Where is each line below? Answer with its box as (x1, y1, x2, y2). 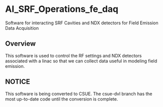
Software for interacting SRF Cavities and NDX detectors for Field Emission (5, 20, 159, 26)
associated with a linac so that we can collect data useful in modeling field (5, 58, 158, 64)
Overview (5, 40, 36, 48)
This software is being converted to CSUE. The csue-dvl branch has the (5, 91, 153, 97)
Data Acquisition (5, 25, 39, 31)
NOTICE (5, 78, 30, 86)
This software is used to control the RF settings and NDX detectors (5, 53, 142, 58)
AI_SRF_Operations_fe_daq (5, 3, 118, 15)
